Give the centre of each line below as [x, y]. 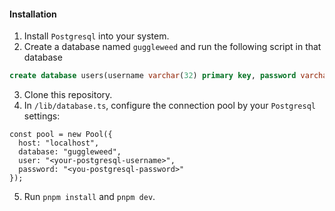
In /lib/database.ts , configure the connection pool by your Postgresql [170, 106]
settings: [42, 116]
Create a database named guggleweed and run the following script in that [172, 47]
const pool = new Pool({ [61, 135]
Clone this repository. [68, 95]
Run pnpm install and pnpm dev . [89, 197]
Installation [33, 14]
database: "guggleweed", [70, 152]
